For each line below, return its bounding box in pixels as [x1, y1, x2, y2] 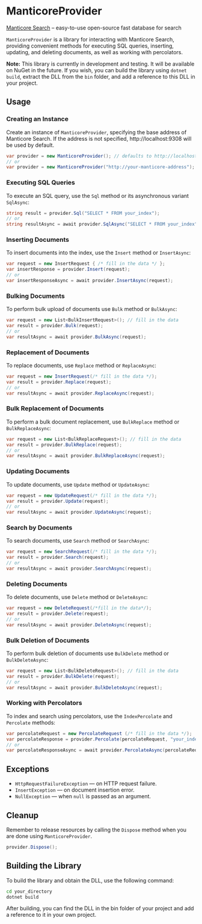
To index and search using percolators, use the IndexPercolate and [6, 712, 173, 719]
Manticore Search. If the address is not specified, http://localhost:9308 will [6, 135, 192, 142]
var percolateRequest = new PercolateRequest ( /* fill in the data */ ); [6, 730, 192, 736]
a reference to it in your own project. [6, 911, 97, 919]
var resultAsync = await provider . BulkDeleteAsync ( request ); [6, 685, 163, 691]
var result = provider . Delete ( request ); [6, 611, 109, 617]
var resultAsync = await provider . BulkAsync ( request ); [6, 334, 147, 340]
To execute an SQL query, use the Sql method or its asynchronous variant [6, 192, 189, 199]
